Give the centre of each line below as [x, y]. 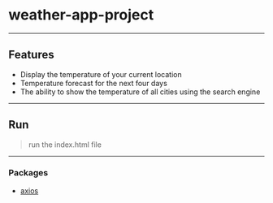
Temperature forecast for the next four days [94, 83]
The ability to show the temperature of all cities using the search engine [140, 92]
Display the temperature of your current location [101, 74]
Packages [28, 173]
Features [31, 55]
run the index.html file [65, 145]
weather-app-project [81, 15]
